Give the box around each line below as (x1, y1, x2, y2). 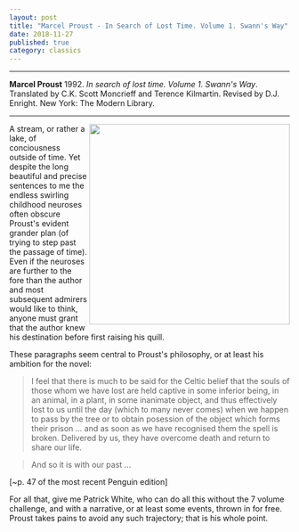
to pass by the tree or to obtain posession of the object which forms (30, 413, 280, 424)
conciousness (9, 143, 61, 153)
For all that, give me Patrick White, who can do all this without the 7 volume (9, 494, 285, 504)
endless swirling (9, 190, 69, 201)
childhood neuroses (9, 200, 83, 210)
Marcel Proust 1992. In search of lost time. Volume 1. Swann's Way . (9, 79, 258, 90)
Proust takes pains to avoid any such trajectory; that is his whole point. (9, 513, 269, 524)
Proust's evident (9, 218, 69, 229)
